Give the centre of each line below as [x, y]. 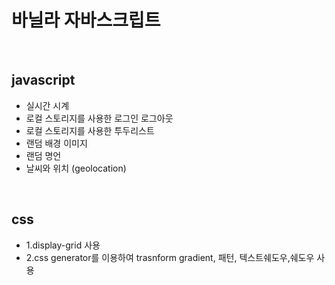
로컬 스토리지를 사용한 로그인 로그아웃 [99, 118]
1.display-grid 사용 [63, 245]
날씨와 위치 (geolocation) [76, 168]
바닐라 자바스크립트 [86, 20]
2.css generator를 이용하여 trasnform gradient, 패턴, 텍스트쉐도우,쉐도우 [170, 257]
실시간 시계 [47, 105]
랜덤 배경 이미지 [56, 143]
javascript [43, 80]
